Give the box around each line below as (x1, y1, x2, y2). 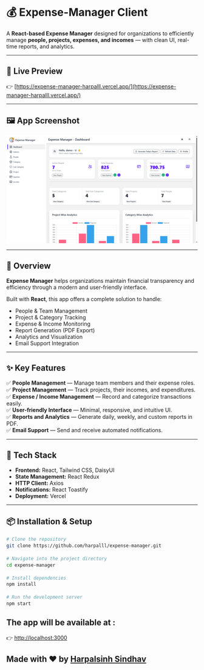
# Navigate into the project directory (6, 555, 107, 561)
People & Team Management (15, 307, 88, 315)
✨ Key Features (6, 363, 66, 373)
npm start (6, 601, 32, 607)
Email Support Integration (15, 340, 79, 347)
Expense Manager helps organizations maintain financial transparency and (6, 277, 194, 284)
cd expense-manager (6, 562, 56, 568)
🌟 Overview (6, 261, 51, 271)
